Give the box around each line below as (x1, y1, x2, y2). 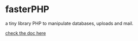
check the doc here (5, 30, 46, 36)
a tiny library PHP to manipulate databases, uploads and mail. (5, 20, 133, 26)
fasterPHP (5, 4, 50, 15)
